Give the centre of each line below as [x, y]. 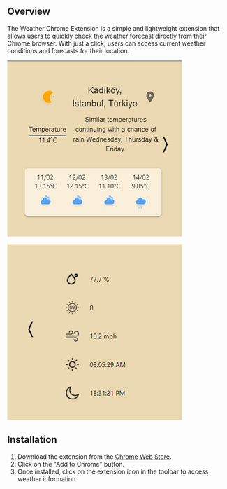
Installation [32, 440]
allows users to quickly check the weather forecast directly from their [107, 36]
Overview [29, 12]
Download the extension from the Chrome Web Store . [94, 456]
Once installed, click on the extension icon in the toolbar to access [113, 471]
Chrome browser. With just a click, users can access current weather [107, 43]
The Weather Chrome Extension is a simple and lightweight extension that [113, 28]
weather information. [47, 478]
